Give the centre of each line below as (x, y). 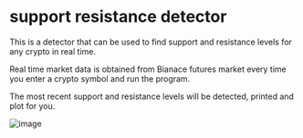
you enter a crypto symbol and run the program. (100, 78)
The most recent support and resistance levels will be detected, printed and (152, 96)
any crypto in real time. (52, 51)
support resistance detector (118, 17)
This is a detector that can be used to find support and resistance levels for (151, 42)
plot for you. (32, 105)
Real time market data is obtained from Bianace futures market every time (148, 69)
